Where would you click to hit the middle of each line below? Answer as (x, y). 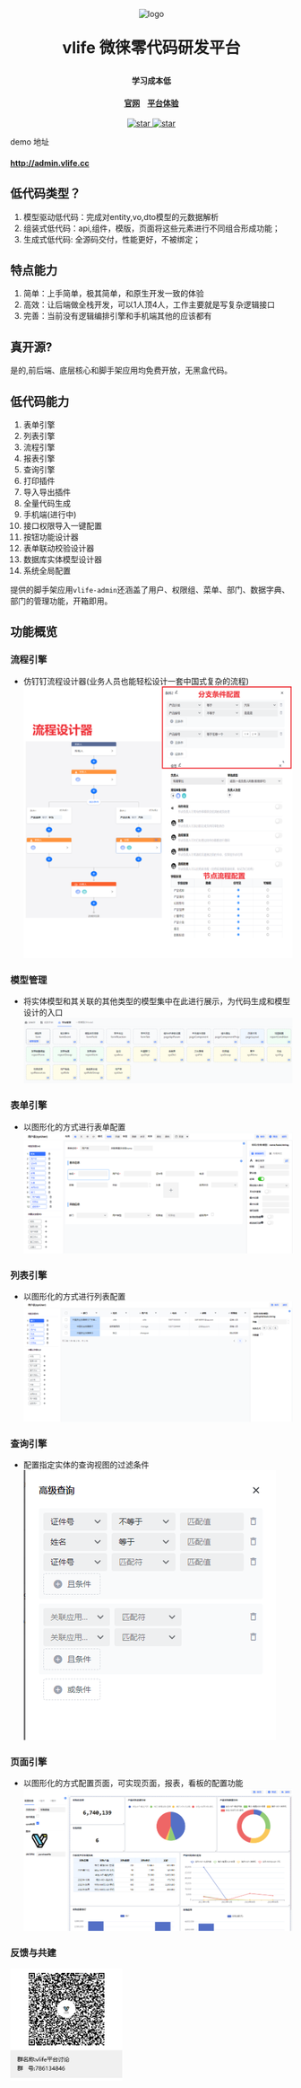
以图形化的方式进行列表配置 (74, 1297)
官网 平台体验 (151, 102)
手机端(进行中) (50, 515)
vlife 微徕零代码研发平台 (151, 48)
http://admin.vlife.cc (50, 163)
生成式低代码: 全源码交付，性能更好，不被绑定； (112, 239)
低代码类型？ (46, 194)
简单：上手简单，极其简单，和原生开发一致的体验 (113, 294)
